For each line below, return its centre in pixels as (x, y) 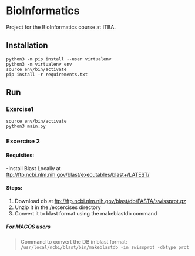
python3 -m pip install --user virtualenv (59, 59)
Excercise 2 (23, 141)
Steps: (14, 188)
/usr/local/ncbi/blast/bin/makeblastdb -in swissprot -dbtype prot (105, 247)
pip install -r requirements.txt (47, 75)
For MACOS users (28, 227)
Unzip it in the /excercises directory (58, 207)
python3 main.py (26, 127)
